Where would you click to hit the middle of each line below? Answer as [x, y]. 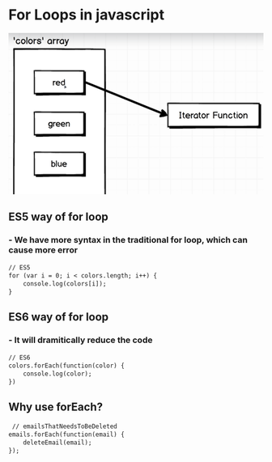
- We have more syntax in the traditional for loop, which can [128, 240]
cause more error [43, 250]
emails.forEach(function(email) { [67, 434]
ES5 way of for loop [58, 217]
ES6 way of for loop [59, 317]
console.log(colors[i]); [65, 284]
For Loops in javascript [86, 15]
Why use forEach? [56, 407]
